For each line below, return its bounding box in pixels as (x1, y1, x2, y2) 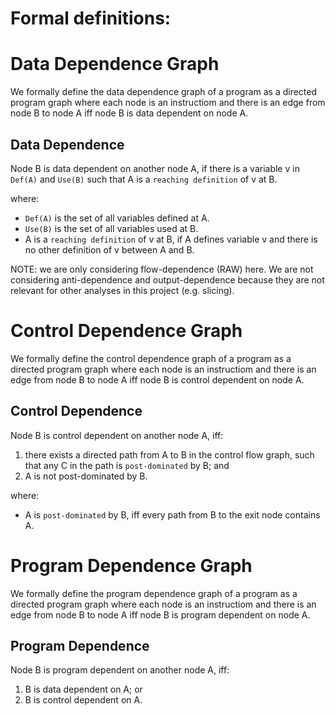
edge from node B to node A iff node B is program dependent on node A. (10, 608, 311, 621)
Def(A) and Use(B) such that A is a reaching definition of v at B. (10, 173, 278, 185)
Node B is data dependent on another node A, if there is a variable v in (10, 162, 300, 174)
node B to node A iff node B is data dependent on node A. (10, 107, 249, 119)
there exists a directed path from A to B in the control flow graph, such (24, 448, 315, 461)
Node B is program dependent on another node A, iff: (10, 664, 230, 676)
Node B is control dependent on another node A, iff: (10, 429, 224, 441)
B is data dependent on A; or (24, 683, 143, 696)
